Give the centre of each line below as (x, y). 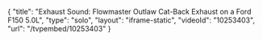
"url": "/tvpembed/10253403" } (59, 29)
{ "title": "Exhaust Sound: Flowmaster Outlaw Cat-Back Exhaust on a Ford (129, 12)
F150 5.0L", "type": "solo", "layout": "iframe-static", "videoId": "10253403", (131, 20)
